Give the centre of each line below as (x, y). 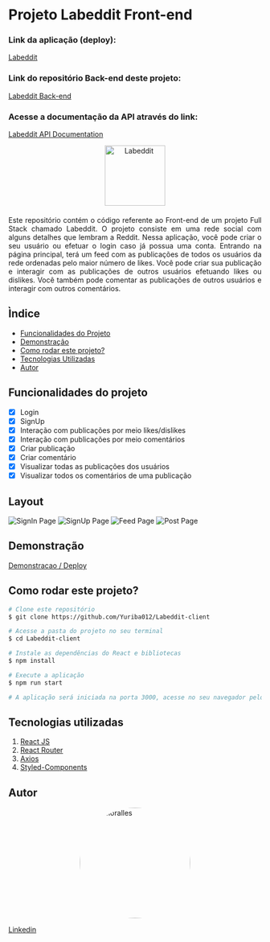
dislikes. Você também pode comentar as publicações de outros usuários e (135, 280)
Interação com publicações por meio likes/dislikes (103, 430)
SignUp (33, 421)
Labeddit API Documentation (56, 134)
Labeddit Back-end (40, 96)
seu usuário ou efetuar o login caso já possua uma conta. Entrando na (135, 246)
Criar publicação (47, 448)
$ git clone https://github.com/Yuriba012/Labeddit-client (109, 617)
